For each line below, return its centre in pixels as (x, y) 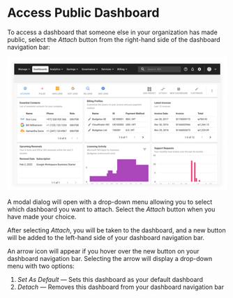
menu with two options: (41, 266)
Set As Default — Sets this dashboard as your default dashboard (110, 280)
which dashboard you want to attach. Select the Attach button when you (111, 209)
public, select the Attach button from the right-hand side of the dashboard (114, 39)
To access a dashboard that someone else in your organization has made (112, 32)
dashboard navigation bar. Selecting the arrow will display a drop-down (110, 259)
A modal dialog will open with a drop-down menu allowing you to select (110, 202)
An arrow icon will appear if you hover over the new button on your (104, 251)
